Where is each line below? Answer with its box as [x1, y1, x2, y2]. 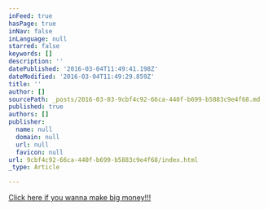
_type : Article [8, 164, 60, 172]
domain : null [15, 133, 60, 141]
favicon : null [15, 148, 64, 156]
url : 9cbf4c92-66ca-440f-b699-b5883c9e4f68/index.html [8, 155, 199, 164]
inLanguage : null [8, 34, 68, 43]
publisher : [8, 118, 46, 126]
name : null [15, 125, 53, 133]
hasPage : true [8, 20, 57, 28]
